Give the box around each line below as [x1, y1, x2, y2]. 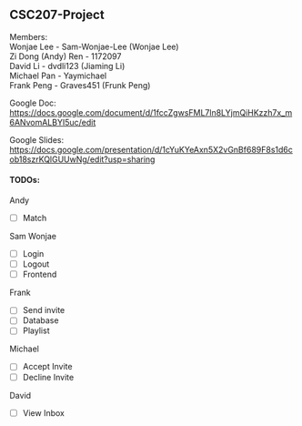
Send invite [22, 305, 65, 316]
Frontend [22, 269, 57, 280]
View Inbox [22, 407, 65, 418]
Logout [22, 259, 50, 269]
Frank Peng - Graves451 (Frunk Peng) [9, 79, 151, 90]
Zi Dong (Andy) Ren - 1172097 [9, 50, 122, 62]
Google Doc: [9, 97, 56, 108]
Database [22, 315, 59, 326]
